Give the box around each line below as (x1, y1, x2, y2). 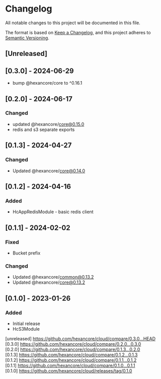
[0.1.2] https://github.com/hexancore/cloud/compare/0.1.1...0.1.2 (5, 357, 137, 363)
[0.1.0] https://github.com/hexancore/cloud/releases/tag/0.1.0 (5, 367, 132, 373)
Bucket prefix (12, 250, 41, 256)
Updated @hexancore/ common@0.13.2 (12, 274, 94, 280)
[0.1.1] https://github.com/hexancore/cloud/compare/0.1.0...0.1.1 (5, 362, 135, 368)
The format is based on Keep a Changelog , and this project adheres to (5, 29, 151, 35)
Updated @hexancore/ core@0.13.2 (12, 279, 86, 285)
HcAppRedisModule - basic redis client (12, 209, 94, 215)
